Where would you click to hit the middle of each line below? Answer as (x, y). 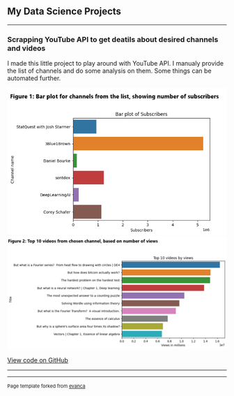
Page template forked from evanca (46, 386)
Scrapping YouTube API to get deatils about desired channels (113, 39)
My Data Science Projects (64, 12)
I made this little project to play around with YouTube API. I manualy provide (116, 64)
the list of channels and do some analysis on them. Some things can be (109, 71)
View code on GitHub (38, 360)
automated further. (34, 78)
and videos (26, 48)
